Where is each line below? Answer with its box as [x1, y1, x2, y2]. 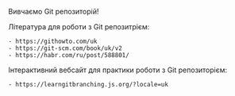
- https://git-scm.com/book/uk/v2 [8, 44, 123, 52]
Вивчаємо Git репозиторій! [8, 7, 99, 16]
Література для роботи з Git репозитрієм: [8, 22, 150, 31]
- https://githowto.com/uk [8, 37, 98, 45]
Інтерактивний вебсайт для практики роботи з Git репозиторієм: [8, 65, 228, 75]
